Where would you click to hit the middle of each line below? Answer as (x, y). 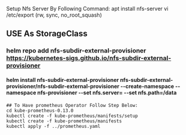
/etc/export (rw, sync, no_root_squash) (54, 15)
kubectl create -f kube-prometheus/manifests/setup (72, 116)
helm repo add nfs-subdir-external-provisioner (76, 51)
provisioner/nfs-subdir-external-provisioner (63, 86)
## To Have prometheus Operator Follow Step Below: (72, 105)
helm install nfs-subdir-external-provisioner (63, 79)
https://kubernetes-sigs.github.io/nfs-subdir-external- (89, 58)
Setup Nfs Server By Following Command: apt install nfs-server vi (87, 9)
